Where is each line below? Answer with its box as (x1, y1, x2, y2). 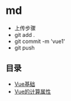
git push (14, 44, 35, 51)
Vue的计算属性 (14, 88, 51, 95)
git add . (14, 31, 35, 38)
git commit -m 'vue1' (14, 37, 66, 45)
